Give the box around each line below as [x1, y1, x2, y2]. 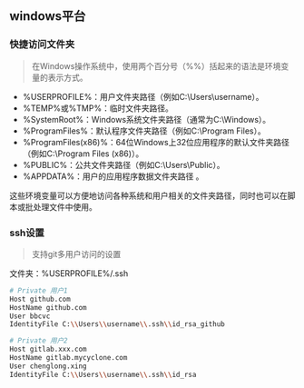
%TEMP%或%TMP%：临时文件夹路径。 [22, 103, 174, 114]
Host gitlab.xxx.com [9, 344, 88, 354]
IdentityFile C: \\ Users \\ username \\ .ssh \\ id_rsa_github [9, 320, 225, 329]
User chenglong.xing [9, 362, 88, 371]
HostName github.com [9, 303, 88, 312]
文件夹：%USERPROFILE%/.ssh [9, 267, 129, 279]
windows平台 [9, 8, 86, 25]
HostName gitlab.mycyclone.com [9, 353, 128, 363]
